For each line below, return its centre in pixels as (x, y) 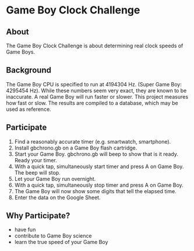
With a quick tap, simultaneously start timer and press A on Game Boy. (99, 166)
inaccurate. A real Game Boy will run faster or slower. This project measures (97, 96)
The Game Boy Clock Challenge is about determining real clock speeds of (95, 46)
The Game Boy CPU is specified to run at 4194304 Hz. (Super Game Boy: (94, 84)
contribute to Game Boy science (53, 236)
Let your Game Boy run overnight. (55, 179)
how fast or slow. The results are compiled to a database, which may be (92, 103)
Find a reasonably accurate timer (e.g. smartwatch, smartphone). (93, 141)
